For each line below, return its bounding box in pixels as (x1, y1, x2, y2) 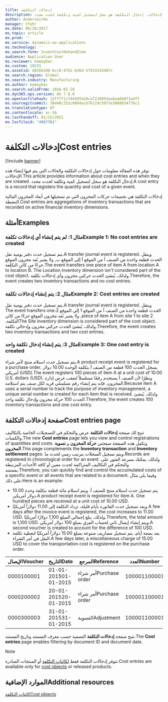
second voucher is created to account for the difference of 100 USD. (12, 525, 153, 531)
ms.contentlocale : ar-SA (5, 110, 57, 116)
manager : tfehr (5, 21, 37, 27)
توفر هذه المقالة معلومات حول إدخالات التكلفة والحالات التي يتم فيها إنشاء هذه (5, 167, 149, 173)
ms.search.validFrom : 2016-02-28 (5, 86, 75, 92)
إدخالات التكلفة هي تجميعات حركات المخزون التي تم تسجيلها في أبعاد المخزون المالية (5, 193, 162, 199)
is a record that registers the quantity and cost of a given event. (5, 183, 136, 189)
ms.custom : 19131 (5, 63, 41, 68)
